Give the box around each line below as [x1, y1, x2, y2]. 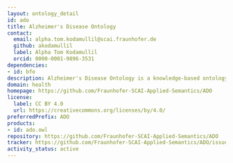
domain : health [7, 81, 51, 88]
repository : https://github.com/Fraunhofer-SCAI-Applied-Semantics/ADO [7, 132, 218, 139]
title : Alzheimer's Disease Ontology [7, 23, 116, 30]
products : [7, 119, 36, 127]
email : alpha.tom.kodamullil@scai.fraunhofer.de [13, 36, 157, 43]
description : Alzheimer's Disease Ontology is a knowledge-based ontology [7, 74, 228, 82]
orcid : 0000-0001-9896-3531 [13, 55, 95, 62]
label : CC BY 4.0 [13, 101, 64, 108]
